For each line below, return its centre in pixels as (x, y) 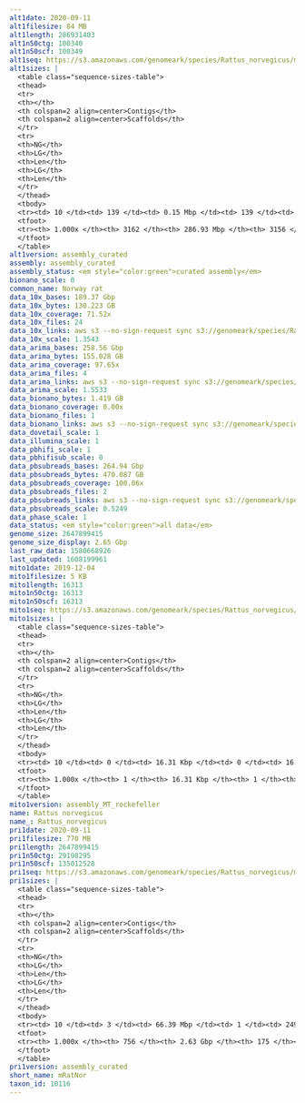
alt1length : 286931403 (52, 35)
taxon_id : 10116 (40, 1084)
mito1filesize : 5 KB (49, 576)
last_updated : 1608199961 (58, 559)
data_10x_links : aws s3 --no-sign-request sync (101, 331)
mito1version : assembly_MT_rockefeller (85, 805)
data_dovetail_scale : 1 (54, 432)
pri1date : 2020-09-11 (50, 830)
